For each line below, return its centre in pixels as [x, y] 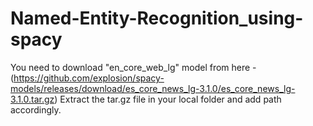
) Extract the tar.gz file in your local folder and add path [168, 99]
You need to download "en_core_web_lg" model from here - [133, 67]
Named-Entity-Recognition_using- [157, 18]
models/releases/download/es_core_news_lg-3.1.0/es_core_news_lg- [153, 88]
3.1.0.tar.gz [32, 99]
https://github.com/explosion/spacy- [89, 78]
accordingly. [36, 109]
